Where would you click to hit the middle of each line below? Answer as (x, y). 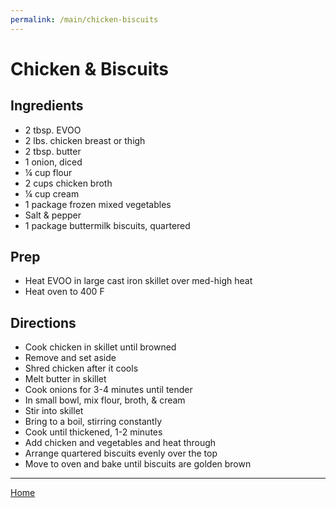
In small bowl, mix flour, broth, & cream (105, 400)
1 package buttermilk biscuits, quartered (107, 225)
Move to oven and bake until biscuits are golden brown (138, 464)
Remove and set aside (70, 358)
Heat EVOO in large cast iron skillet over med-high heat (138, 281)
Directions (43, 322)
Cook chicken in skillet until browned (100, 347)
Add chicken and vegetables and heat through (120, 443)
